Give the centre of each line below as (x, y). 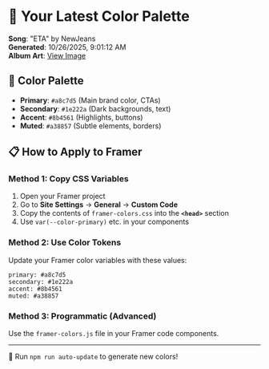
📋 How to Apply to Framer (75, 152)
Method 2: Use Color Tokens (65, 242)
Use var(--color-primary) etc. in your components (104, 222)
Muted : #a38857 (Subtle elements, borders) (90, 126)
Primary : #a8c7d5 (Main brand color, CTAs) (90, 100)
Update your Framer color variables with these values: (98, 260)
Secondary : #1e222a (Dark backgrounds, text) (95, 108)
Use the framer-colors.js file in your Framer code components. (114, 334)
